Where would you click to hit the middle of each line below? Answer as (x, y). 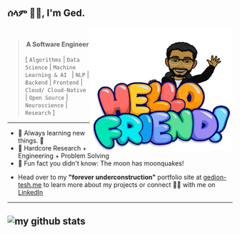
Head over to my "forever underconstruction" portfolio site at (110, 177)
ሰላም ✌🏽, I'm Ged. (46, 13)
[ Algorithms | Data (52, 59)
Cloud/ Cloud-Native (55, 90)
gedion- (215, 177)
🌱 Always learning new (51, 133)
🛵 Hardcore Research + (52, 148)
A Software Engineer (57, 44)
